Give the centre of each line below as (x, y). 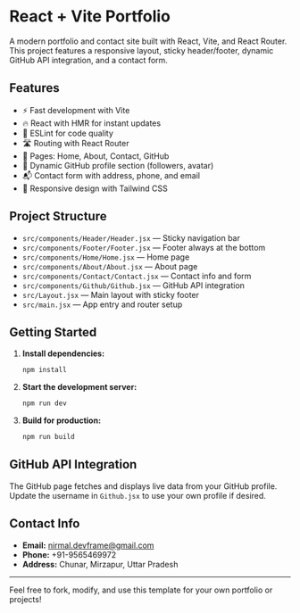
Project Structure (58, 216)
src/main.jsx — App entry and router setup (102, 304)
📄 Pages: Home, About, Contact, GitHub (96, 156)
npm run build (48, 437)
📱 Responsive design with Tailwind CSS (95, 188)
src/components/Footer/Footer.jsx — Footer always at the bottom (144, 247)
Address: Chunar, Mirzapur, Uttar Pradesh (100, 564)
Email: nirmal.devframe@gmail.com (88, 545)
